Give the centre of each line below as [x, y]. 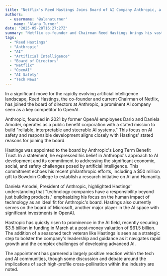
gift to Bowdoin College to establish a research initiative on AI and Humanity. [83, 176]
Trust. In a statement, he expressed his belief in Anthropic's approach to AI [82, 155]
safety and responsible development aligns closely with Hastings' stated [79, 135]
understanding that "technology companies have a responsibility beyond [80, 191]
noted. [12, 269]
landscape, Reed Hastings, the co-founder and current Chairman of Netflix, [82, 99]
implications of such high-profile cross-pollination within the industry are [80, 264]
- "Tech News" [24, 79]
